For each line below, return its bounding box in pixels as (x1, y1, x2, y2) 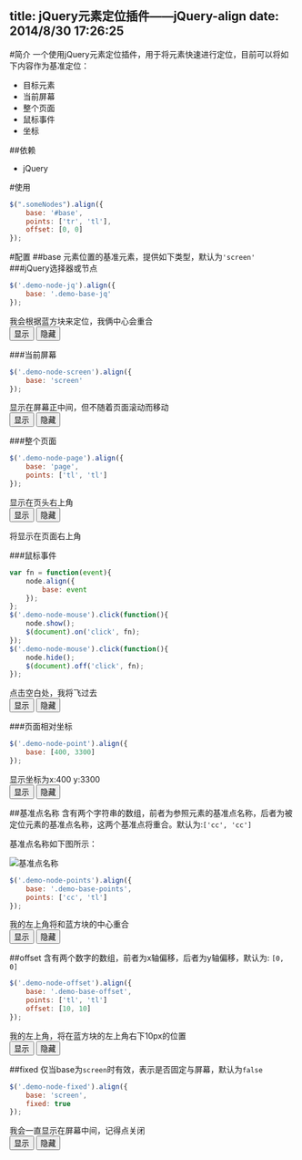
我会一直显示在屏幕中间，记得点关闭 (9, 1125, 146, 1136)
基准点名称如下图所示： (9, 838, 97, 849)
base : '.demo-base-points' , (25, 884, 132, 894)
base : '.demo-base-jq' (25, 290, 112, 299)
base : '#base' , (25, 208, 84, 217)
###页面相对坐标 (9, 721, 73, 732)
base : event (42, 585, 88, 595)
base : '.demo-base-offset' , (25, 988, 132, 997)
